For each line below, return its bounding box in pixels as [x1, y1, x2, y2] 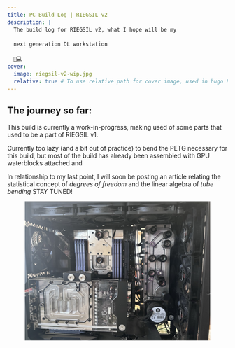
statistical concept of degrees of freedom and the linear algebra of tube [7, 180, 214, 188]
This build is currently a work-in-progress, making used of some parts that [7, 123, 222, 132]
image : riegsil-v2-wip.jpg [13, 70, 92, 77]
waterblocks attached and [7, 159, 83, 167]
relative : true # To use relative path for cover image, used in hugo [13, 78, 224, 85]
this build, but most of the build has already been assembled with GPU [7, 151, 210, 160]
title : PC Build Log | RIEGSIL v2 [7, 11, 108, 18]
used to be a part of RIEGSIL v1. [7, 130, 99, 139]
